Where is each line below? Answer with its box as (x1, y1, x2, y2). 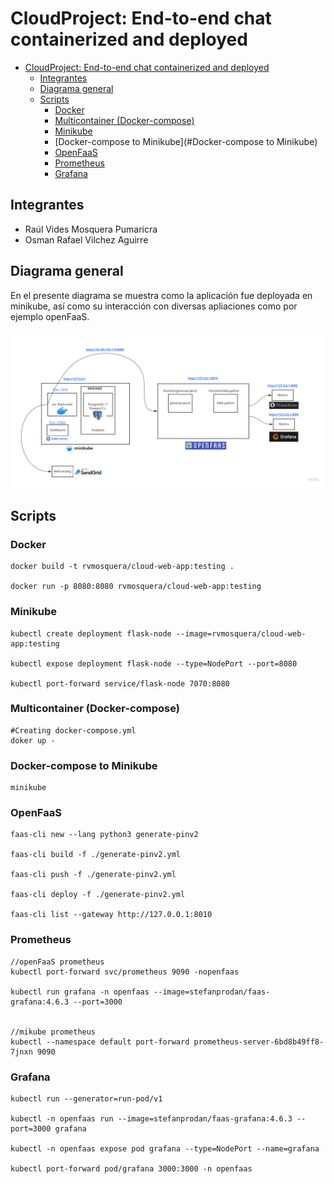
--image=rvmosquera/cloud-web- (175, 628, 307, 639)
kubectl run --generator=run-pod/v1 (10, 1094, 163, 1104)
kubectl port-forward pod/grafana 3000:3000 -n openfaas (10, 1164, 253, 1174)
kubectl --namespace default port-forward (10, 1037, 190, 1047)
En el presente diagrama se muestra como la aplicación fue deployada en (10, 289, 313, 301)
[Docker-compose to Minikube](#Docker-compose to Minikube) (54, 135, 318, 147)
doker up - (10, 735, 56, 746)
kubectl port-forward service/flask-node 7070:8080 (10, 678, 230, 689)
